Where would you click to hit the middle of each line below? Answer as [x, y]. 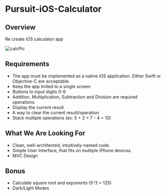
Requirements [27, 64]
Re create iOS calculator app [34, 39]
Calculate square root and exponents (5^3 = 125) [62, 183]
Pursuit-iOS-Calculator [54, 9]
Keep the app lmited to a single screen [51, 86]
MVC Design [25, 156]
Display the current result [38, 107]
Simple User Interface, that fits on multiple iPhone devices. [72, 150]
